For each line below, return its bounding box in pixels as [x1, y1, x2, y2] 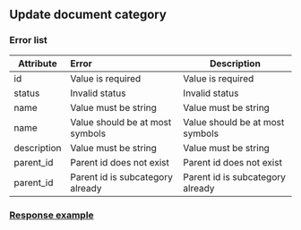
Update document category [9, 7, 168, 22]
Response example [9, 209, 94, 221]
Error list [9, 34, 47, 47]
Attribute [17, 57, 57, 70]
